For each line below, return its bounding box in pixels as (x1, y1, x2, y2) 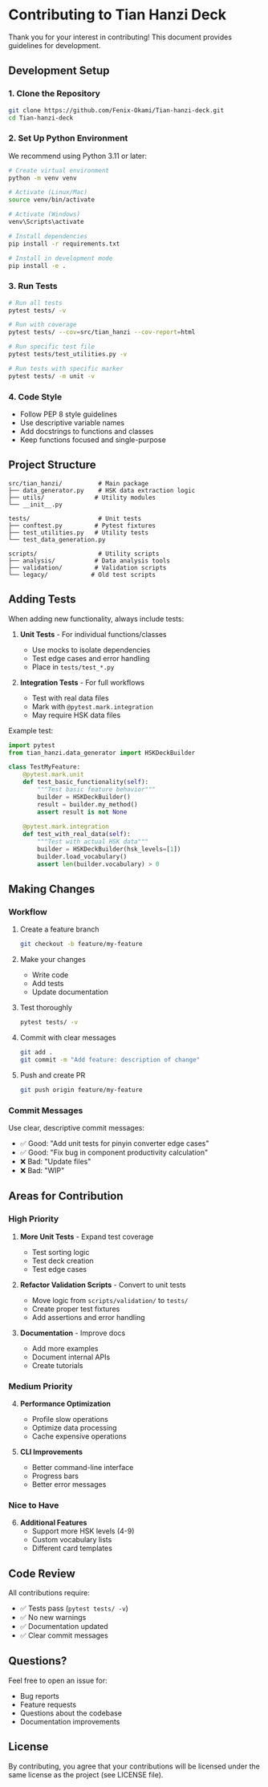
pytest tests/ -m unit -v (8, 372, 95, 380)
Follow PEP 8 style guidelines (19, 409, 118, 419)
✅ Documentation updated (19, 1622, 108, 1631)
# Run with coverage (8, 321, 78, 329)
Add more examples (31, 1343, 99, 1353)
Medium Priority (8, 1380, 73, 1391)
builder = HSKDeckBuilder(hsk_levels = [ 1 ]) (37, 845, 181, 854)
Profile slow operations (31, 1414, 108, 1424)
